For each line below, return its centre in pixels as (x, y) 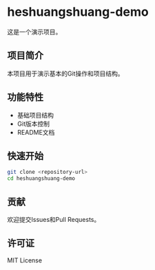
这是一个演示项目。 (34, 32)
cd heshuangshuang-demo (41, 179)
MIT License (25, 260)
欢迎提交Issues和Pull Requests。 (54, 219)
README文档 (36, 132)
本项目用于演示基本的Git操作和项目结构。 (65, 74)
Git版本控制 (33, 124)
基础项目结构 (35, 115)
